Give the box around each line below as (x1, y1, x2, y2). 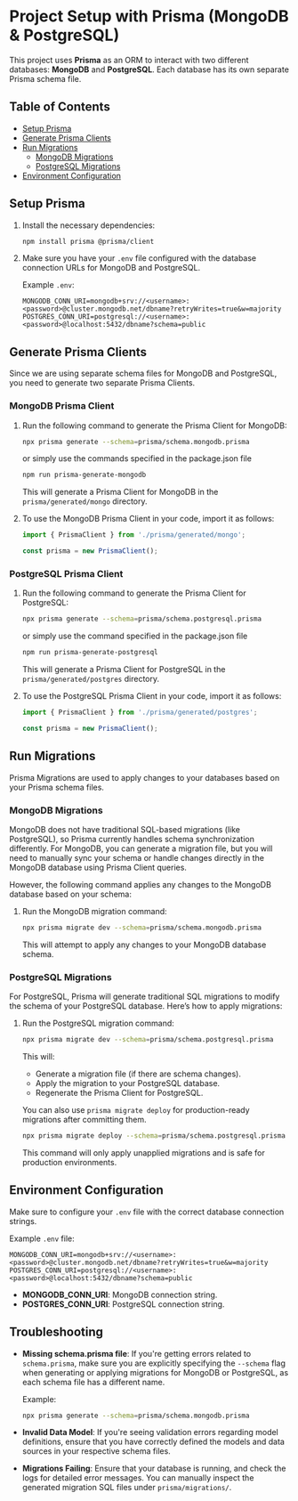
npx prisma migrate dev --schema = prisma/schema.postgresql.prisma (21, 1035, 274, 1044)
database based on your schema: (9, 888, 132, 899)
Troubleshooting (9, 1325, 104, 1340)
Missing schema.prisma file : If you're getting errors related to (21, 1348, 252, 1359)
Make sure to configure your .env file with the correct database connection (9, 1206, 285, 1217)
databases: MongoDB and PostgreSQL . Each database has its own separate (9, 64, 289, 75)
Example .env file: (9, 1233, 75, 1244)
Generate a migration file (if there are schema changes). (35, 1068, 242, 1079)
